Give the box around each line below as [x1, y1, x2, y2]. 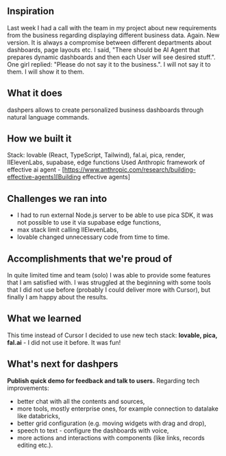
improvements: [7, 384, 49, 392]
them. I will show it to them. [7, 67, 84, 76]
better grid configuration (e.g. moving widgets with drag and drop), [16, 419, 207, 427]
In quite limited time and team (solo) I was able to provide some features [7, 271, 211, 280]
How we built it [7, 133, 72, 145]
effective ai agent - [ [7, 166, 65, 174]
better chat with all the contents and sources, [16, 397, 145, 405]
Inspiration [7, 5, 55, 17]
